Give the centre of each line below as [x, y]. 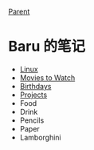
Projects [33, 95]
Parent [19, 12]
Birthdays [35, 86]
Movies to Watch [47, 77]
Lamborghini [40, 137]
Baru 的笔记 [47, 47]
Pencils [32, 120]
